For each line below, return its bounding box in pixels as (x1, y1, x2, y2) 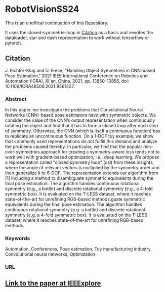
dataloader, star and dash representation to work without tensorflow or (5, 35, 149, 41)
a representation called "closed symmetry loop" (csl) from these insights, (5, 159, 154, 165)
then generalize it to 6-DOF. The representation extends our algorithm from (5, 170, 159, 176)
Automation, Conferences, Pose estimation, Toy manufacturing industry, (5, 246, 152, 252)
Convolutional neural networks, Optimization (5, 251, 95, 257)
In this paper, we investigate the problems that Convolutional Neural (5, 107, 143, 113)
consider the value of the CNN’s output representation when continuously (5, 117, 155, 123)
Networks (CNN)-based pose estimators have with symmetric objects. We (5, 112, 156, 118)
